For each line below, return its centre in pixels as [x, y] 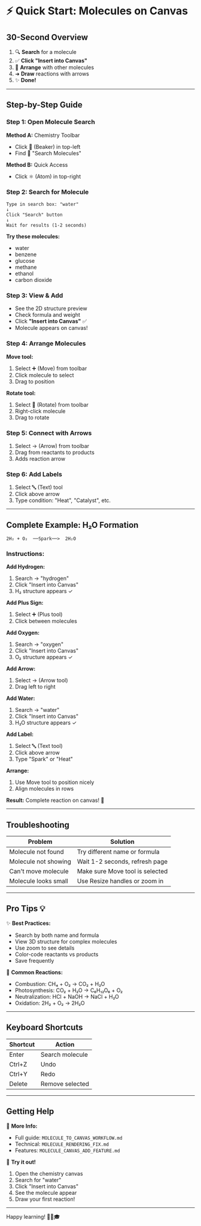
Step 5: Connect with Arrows [49, 433]
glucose [25, 260]
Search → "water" [37, 710]
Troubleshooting [38, 825]
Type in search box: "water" [42, 204]
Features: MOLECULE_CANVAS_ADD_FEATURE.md [67, 1150]
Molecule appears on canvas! [51, 328]
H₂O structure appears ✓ [46, 723]
